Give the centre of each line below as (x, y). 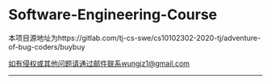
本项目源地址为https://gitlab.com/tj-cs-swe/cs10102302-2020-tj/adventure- (135, 38)
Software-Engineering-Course (113, 15)
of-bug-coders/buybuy (47, 46)
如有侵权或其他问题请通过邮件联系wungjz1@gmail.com (99, 63)
